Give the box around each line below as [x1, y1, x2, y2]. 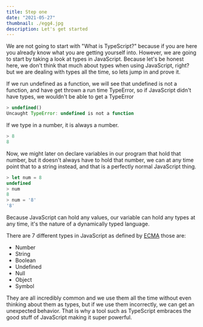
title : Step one [6, 9, 47, 15]
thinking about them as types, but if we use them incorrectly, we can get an [6, 301, 195, 308]
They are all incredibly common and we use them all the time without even [6, 294, 192, 301]
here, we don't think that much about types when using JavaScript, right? [6, 62, 190, 69]
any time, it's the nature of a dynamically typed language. [6, 220, 150, 227]
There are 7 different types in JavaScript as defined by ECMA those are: [6, 232, 186, 239]
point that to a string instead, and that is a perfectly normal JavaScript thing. [6, 162, 197, 170]
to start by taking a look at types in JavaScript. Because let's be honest [6, 55, 184, 63]
